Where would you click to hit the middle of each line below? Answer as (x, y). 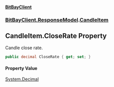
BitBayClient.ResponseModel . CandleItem (57, 20)
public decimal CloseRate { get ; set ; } (48, 57)
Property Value (21, 68)
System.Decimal (22, 79)
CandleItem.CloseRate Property (56, 36)
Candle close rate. (24, 48)
